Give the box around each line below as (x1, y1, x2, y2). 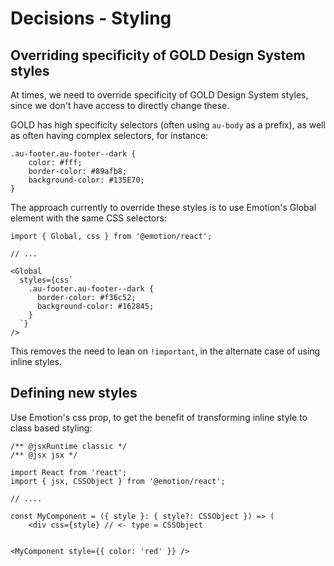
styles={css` (19, 275, 74, 285)
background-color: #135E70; (28, 175, 145, 185)
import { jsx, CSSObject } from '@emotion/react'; (10, 476, 226, 486)
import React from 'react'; (10, 467, 128, 477)
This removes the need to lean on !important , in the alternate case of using (10, 345, 321, 357)
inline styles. (10, 356, 62, 367)
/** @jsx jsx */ (10, 450, 78, 460)
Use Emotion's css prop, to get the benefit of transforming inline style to (10, 411, 308, 423)
